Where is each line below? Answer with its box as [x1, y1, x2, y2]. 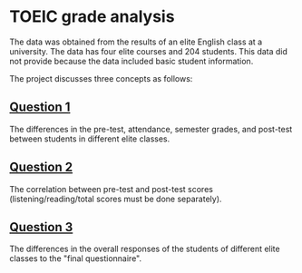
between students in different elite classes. [9, 133, 170, 144]
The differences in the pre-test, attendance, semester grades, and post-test [9, 123, 293, 134]
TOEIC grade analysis [9, 6, 175, 27]
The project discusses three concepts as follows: [9, 73, 193, 83]
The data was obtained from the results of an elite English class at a [9, 36, 263, 47]
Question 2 [9, 160, 73, 175]
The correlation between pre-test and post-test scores [9, 183, 213, 194]
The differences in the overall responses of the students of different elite [9, 243, 280, 255]
